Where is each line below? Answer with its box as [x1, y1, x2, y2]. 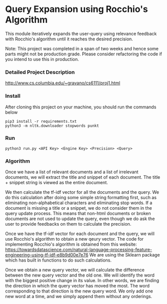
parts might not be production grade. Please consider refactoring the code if [5, 51, 162, 57]
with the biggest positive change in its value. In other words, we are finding [5, 278, 160, 284]
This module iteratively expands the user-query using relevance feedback [5, 30, 157, 36]
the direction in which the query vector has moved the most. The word [5, 283, 150, 289]
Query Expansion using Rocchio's [5, 3, 148, 15]
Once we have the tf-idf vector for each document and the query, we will [5, 231, 155, 237]
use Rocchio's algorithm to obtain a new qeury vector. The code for [5, 236, 144, 242]
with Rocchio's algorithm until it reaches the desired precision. [5, 36, 133, 42]
